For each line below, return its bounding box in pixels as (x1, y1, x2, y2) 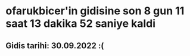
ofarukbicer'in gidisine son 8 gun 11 (5, 4, 185, 18)
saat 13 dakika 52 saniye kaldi (5, 17, 156, 30)
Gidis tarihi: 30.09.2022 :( (5, 41, 104, 51)
